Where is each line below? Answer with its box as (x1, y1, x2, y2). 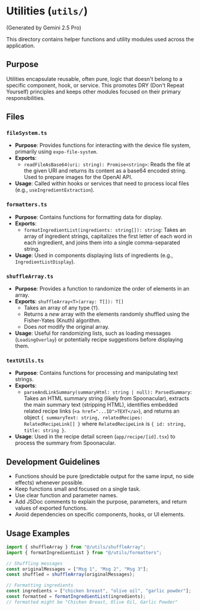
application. (6, 42, 35, 49)
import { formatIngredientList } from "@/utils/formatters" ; (6, 549, 162, 555)
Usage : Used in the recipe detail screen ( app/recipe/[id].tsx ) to (14, 433, 175, 440)
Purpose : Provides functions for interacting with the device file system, (14, 142, 191, 149)
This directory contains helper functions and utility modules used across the (6, 35, 195, 43)
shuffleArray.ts (6, 273, 54, 280)
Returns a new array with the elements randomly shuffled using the (23, 310, 190, 318)
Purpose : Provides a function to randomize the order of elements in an (14, 285, 190, 292)
